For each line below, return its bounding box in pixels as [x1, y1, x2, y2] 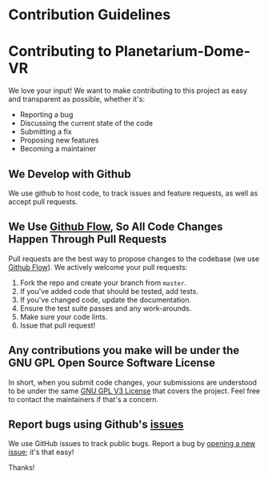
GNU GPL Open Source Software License [8, 356, 216, 370]
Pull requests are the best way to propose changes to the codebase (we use [8, 254, 260, 264]
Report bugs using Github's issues [8, 417, 184, 431]
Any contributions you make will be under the [8, 344, 240, 357]
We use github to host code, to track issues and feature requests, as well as [8, 188, 258, 198]
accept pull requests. [8, 196, 78, 206]
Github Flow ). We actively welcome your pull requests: [8, 262, 188, 272]
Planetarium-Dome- [114, 42, 250, 61]
